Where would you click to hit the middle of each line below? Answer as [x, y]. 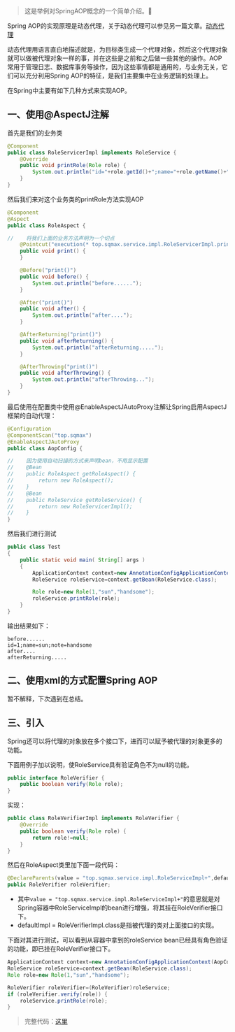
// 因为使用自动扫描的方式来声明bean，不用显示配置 [78, 461]
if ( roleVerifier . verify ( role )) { [58, 994]
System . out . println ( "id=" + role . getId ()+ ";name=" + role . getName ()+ [130, 172]
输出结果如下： [29, 626]
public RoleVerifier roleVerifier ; [59, 885]
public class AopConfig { [45, 448]
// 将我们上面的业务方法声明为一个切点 [61, 238]
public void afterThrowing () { [65, 373]
